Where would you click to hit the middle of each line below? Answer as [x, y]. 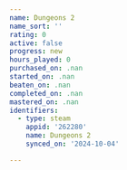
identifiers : [34, 110]
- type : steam [44, 118]
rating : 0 [28, 34]
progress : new [36, 52]
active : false [36, 43]
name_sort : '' [36, 26]
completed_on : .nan [46, 93]
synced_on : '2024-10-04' [73, 144]
